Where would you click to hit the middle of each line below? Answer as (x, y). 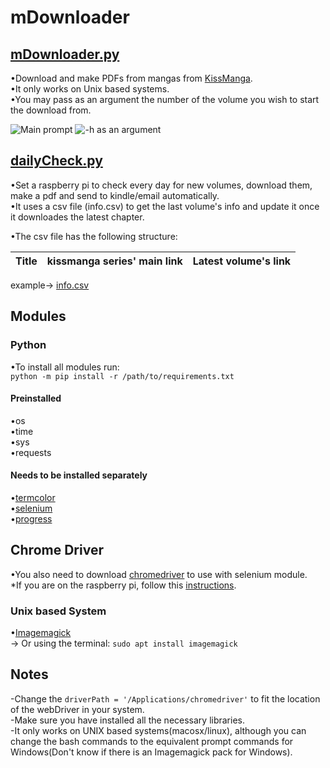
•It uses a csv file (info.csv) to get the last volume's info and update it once (165, 206)
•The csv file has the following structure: (94, 236)
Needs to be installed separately (79, 475)
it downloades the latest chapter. (77, 217)
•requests (31, 452)
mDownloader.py (65, 54)
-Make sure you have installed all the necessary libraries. (128, 720)
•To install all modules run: (65, 367)
